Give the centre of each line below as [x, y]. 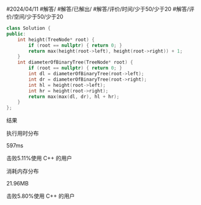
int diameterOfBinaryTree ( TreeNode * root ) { [75, 62]
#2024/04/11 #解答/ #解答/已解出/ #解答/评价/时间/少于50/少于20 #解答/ [98, 9]
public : [16, 34]
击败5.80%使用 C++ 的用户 [41, 196]
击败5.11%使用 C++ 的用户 [39, 158]
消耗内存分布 [22, 171]
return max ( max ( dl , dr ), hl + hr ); [74, 97]
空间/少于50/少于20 [38, 17]
